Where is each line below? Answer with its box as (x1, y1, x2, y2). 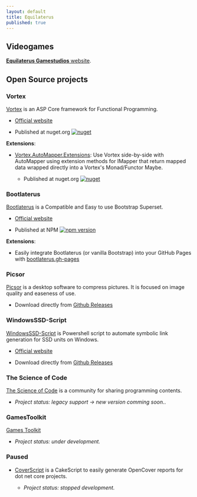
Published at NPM (14, 226, 59, 233)
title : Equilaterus (6, 14, 54, 20)
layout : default (6, 8, 46, 15)
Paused (6, 453, 28, 461)
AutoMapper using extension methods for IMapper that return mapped (14, 157, 186, 164)
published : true (6, 20, 46, 25)
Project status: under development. (14, 438, 100, 445)
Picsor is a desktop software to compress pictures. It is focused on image (6, 284, 185, 291)
